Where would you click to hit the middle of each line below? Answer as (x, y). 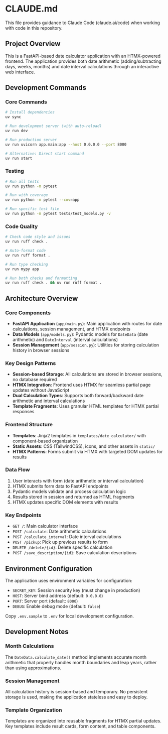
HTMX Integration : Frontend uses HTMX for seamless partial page (81, 385)
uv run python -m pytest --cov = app (42, 200)
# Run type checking (27, 264)
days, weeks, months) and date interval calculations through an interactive (82, 66)
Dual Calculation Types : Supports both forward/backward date (78, 396)
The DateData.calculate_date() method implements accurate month (76, 657)
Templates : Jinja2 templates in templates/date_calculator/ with (79, 435)
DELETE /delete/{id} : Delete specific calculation (62, 547)
